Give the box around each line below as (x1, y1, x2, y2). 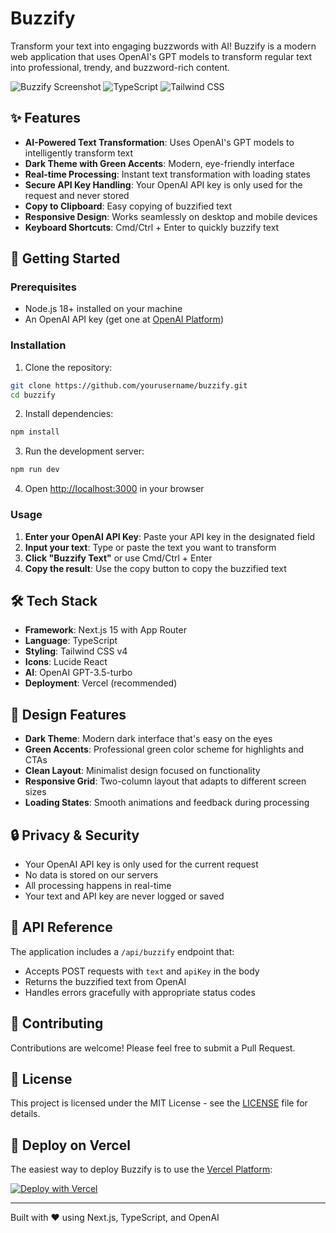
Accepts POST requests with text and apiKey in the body (24, 965, 260, 977)
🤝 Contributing (10, 1015, 104, 1032)
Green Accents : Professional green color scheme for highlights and (24, 743, 304, 756)
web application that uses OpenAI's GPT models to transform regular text (10, 50, 313, 62)
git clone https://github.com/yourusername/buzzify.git (10, 380, 248, 391)
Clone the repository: (24, 361, 113, 373)
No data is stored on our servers (24, 868, 159, 881)
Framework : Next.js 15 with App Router (24, 624, 187, 636)
